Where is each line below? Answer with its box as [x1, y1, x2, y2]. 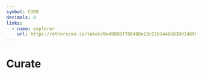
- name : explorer [11, 25, 55, 32]
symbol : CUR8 [6, 8, 39, 15]
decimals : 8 [6, 14, 36, 20]
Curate [6, 57, 41, 71]
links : [6, 20, 23, 26]
